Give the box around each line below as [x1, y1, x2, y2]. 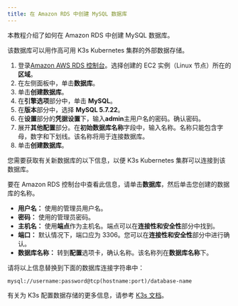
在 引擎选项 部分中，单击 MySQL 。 [17, 97, 117, 105]
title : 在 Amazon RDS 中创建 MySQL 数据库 [7, 10, 128, 18]
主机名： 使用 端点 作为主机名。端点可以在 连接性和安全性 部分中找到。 [17, 222, 219, 230]
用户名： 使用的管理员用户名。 [17, 204, 107, 212]
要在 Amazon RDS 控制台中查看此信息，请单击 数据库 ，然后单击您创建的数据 [7, 180, 229, 188]
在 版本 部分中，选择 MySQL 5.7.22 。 [17, 105, 124, 114]
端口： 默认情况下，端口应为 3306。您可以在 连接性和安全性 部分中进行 [17, 230, 224, 239]
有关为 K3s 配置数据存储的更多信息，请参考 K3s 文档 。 [7, 290, 168, 299]
